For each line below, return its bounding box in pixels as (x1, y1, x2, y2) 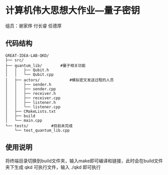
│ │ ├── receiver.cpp (5, 95, 60, 101)
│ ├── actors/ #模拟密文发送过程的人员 (5, 77, 114, 83)
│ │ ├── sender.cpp (5, 86, 56, 91)
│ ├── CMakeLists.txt (5, 109, 56, 114)
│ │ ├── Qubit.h (5, 67, 50, 72)
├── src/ (5, 57, 24, 63)
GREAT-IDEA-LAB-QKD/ (5, 53, 50, 58)
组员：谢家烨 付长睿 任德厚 (5, 23, 62, 29)
